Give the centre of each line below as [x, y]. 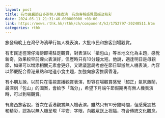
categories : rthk [23, 28]
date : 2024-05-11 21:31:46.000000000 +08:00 [51, 19]
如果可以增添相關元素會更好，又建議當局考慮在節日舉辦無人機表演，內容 [87, 65]
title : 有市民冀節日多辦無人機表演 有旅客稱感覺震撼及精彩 [58, 14]
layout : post [18, 10]
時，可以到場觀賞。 [25, 94]
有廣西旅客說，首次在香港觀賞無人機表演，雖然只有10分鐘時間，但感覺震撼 [81, 105]
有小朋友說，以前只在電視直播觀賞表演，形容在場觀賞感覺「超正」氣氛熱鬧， [82, 82]
